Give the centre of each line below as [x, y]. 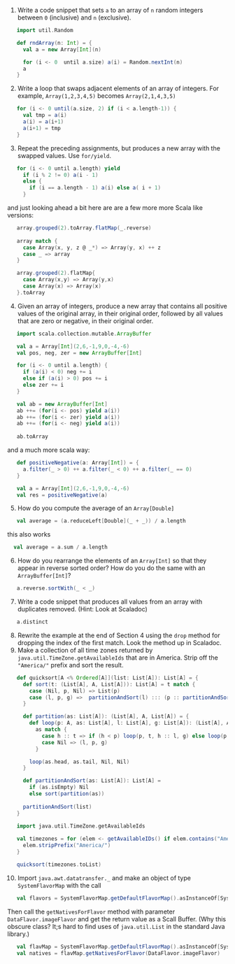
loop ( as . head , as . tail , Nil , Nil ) [79, 762]
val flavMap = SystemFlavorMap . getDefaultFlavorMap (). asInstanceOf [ [118, 947]
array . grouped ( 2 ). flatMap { [56, 273]
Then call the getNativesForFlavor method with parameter [91, 912]
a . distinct [33, 622]
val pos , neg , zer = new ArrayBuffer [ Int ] [79, 353]
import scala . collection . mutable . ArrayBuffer [84, 334]
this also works [29, 534]
